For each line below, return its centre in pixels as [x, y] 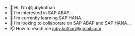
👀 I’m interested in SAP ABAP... [41, 13]
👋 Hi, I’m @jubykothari [33, 8]
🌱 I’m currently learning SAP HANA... [47, 18]
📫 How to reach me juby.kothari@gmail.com [56, 28]
